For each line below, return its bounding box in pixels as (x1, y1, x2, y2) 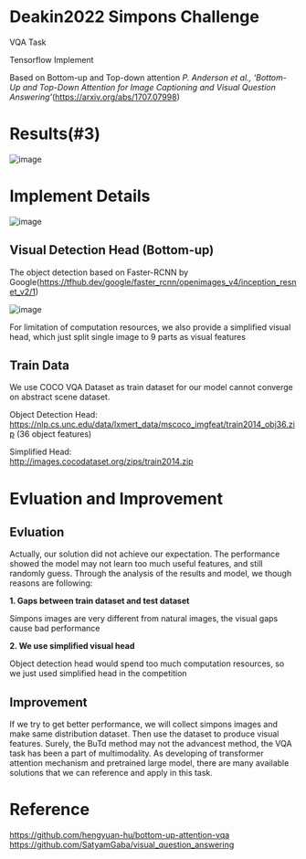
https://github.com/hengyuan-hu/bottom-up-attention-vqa (9, 830, 230, 841)
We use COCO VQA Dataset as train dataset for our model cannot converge (9, 382, 294, 393)
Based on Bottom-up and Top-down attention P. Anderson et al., (9, 71, 252, 83)
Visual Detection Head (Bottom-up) (9, 242, 215, 258)
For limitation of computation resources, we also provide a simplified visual (9, 322, 291, 333)
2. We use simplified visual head (9, 641, 135, 652)
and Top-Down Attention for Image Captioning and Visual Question (22, 81, 277, 92)
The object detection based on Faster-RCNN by (9, 267, 189, 278)
